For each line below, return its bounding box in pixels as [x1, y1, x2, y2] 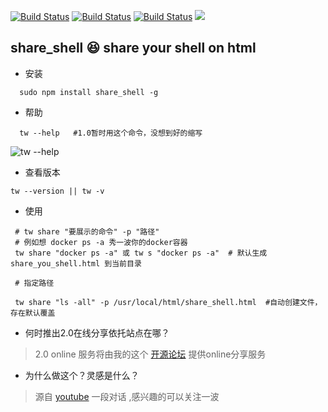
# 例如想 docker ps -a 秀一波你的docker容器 [14, 237, 188, 247]
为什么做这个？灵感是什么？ [24, 369, 140, 381]
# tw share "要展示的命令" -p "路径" [14, 226, 160, 237]
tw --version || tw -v [10, 186, 105, 196]
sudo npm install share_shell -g [19, 87, 159, 97]
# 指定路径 [14, 278, 55, 288]
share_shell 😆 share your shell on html [10, 40, 257, 57]
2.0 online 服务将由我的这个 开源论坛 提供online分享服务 [34, 348, 267, 360]
